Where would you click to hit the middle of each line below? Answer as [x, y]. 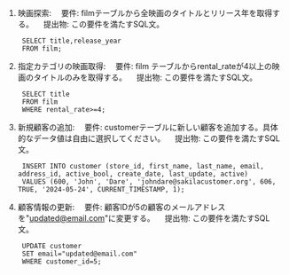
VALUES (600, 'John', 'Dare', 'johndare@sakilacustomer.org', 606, [149, 182]
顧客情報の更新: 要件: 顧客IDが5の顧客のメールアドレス [121, 207]
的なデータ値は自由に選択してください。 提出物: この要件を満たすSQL [149, 138]
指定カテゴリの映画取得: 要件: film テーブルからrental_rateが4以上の [145, 66]
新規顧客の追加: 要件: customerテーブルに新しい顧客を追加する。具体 [148, 127]
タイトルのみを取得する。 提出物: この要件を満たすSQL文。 [145, 77]
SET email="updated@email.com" [79, 254]
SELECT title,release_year [71, 41]
